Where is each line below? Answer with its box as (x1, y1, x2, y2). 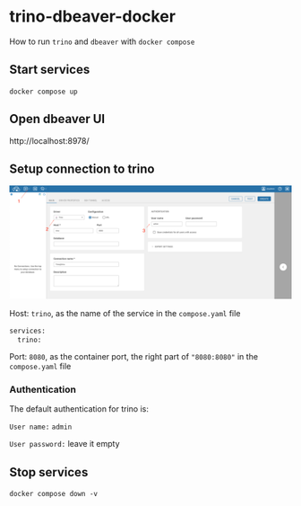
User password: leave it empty (9, 439, 120, 449)
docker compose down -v (9, 490, 99, 499)
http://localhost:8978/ (9, 135, 90, 146)
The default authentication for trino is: (9, 404, 150, 414)
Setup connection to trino (9, 161, 155, 176)
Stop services (9, 465, 89, 480)
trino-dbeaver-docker (9, 6, 176, 27)
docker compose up (9, 87, 78, 96)
